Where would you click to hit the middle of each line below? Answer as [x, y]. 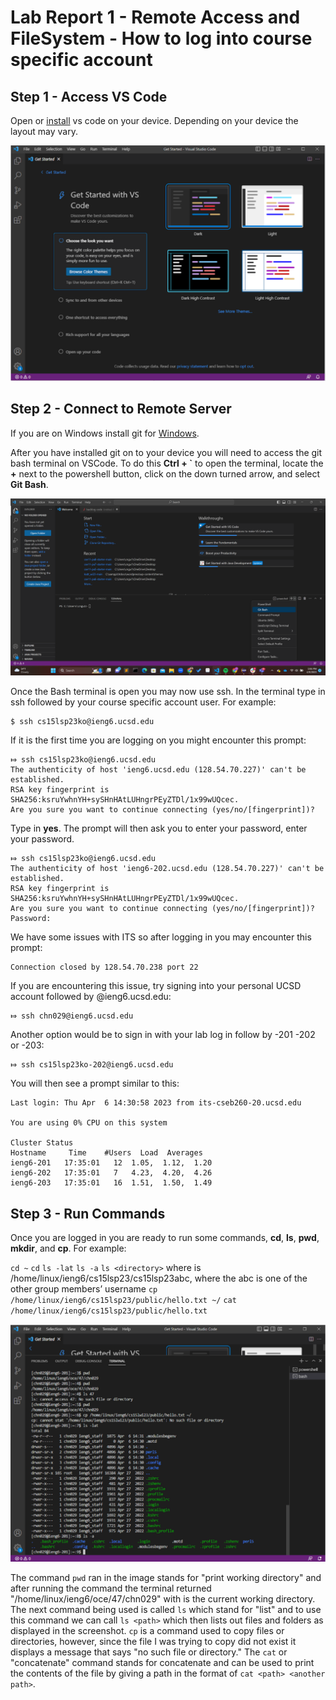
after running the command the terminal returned [111, 1588]
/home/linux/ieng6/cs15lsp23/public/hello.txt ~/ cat [123, 1301]
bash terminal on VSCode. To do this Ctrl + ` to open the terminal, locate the [167, 463]
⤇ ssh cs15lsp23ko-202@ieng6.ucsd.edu [92, 1065]
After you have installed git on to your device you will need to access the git [166, 452]
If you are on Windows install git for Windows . [105, 433]
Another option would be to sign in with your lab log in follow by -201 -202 [163, 1035]
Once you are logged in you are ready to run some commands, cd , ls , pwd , [165, 1238]
